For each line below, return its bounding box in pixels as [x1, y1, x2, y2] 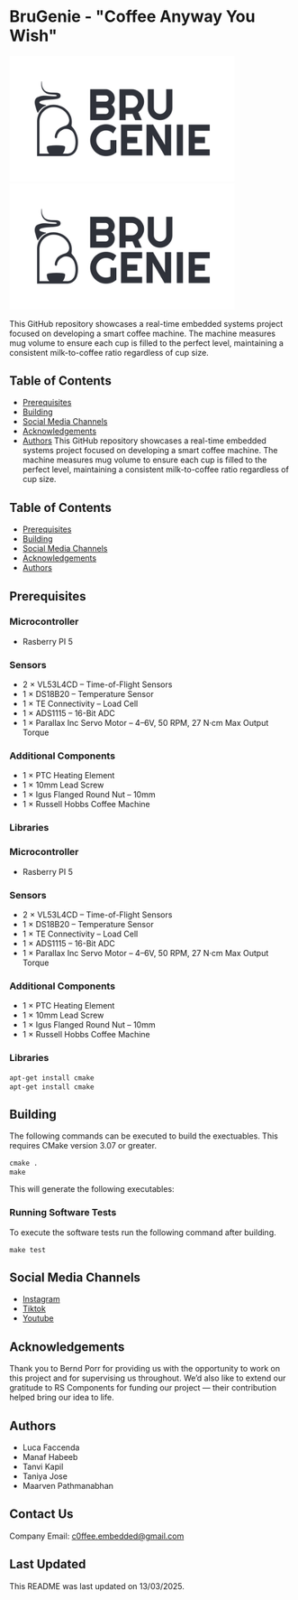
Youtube [22, 1313, 54, 1324]
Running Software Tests [9, 1206, 117, 1219]
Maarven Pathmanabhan [22, 1481, 114, 1492]
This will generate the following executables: [9, 1184, 175, 1195]
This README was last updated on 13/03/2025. [9, 1580, 185, 1591]
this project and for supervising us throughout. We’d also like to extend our [9, 1372, 286, 1383]
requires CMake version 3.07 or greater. [9, 1140, 158, 1151]
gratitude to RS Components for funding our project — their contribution [9, 1382, 277, 1393]
